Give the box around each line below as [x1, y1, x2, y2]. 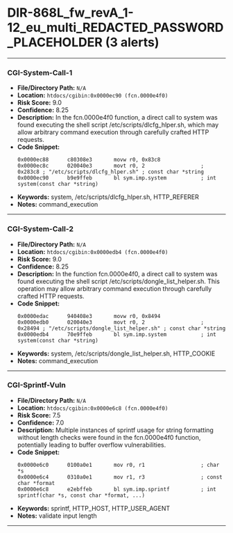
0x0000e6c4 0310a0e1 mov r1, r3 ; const [17, 473, 223, 481]
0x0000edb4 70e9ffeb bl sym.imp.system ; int [17, 331, 216, 338]
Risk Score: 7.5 [17, 411, 61, 419]
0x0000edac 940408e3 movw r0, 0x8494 [17, 312, 161, 319]
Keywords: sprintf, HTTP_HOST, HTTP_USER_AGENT [17, 504, 171, 512]
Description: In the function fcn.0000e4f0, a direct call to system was [17, 269, 218, 278]
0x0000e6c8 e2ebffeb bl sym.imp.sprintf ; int [17, 486, 216, 493]
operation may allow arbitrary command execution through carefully [17, 284, 212, 293]
